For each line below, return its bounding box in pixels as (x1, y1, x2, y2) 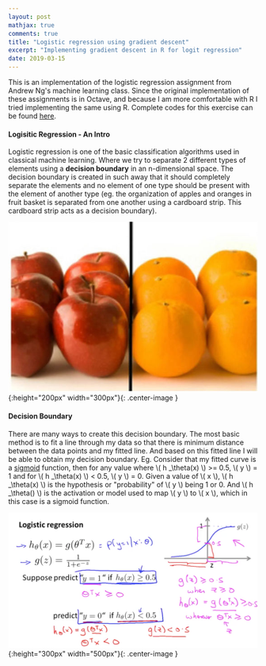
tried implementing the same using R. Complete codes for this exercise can (8, 103, 253, 112)
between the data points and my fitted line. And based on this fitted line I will (8, 445, 258, 456)
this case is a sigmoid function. (8, 496, 109, 506)
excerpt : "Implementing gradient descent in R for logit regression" (8, 46, 243, 55)
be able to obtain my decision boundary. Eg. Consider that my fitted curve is (8, 454, 256, 464)
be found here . (8, 111, 57, 121)
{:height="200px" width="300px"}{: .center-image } (8, 393, 178, 402)
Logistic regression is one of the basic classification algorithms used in (8, 147, 240, 156)
